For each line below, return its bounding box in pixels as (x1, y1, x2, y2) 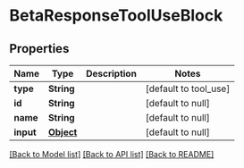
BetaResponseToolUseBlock (9, 5, 223, 26)
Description (86, 68, 137, 80)
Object (47, 126, 78, 139)
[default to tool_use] (145, 82, 231, 95)
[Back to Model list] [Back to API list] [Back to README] (9, 149, 215, 159)
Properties (9, 41, 70, 56)
